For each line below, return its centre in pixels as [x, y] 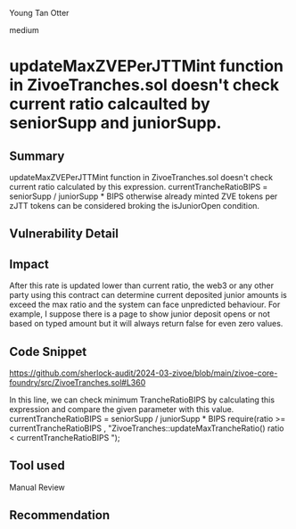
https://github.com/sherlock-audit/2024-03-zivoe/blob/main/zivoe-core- [144, 373]
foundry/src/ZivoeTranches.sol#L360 [78, 383]
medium [24, 30]
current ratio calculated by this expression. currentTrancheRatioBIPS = [139, 187]
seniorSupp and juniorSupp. [115, 123]
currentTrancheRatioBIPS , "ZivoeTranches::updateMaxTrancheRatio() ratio [147, 428]
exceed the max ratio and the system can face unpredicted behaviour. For [145, 305]
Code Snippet [48, 351]
